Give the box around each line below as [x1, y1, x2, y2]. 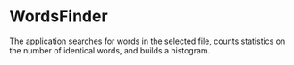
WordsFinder [9, 6, 109, 27]
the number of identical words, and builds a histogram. [9, 45, 211, 55]
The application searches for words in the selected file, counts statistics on [9, 36, 286, 46]
